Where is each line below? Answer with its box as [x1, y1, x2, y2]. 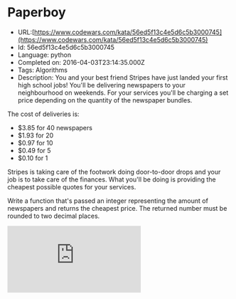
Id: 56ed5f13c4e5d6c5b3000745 [17, 43, 115, 51]
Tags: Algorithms [17, 65, 68, 74]
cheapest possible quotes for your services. [7, 182, 136, 191]
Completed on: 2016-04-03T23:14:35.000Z [17, 58, 146, 66]
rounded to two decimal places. [7, 211, 100, 220]
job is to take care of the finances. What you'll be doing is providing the [7, 175, 216, 184]
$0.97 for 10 [17, 138, 53, 147]
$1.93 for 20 [17, 131, 54, 140]
